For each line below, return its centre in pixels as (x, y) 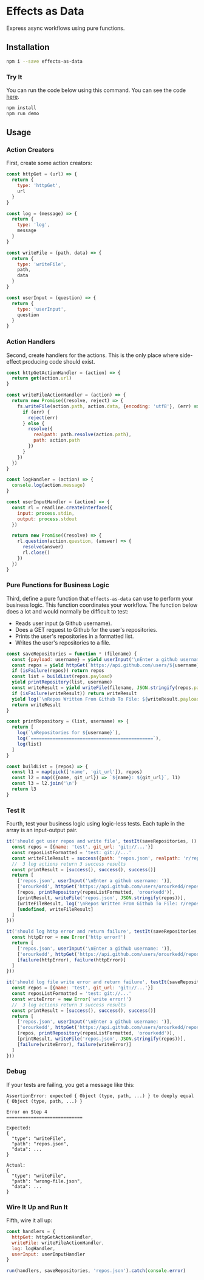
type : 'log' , (34, 225)
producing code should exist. (59, 361)
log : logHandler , (34, 1248)
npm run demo (23, 113)
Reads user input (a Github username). (63, 623)
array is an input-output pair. (42, 830)
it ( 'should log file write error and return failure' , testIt (87, 982)
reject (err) (43, 418)
